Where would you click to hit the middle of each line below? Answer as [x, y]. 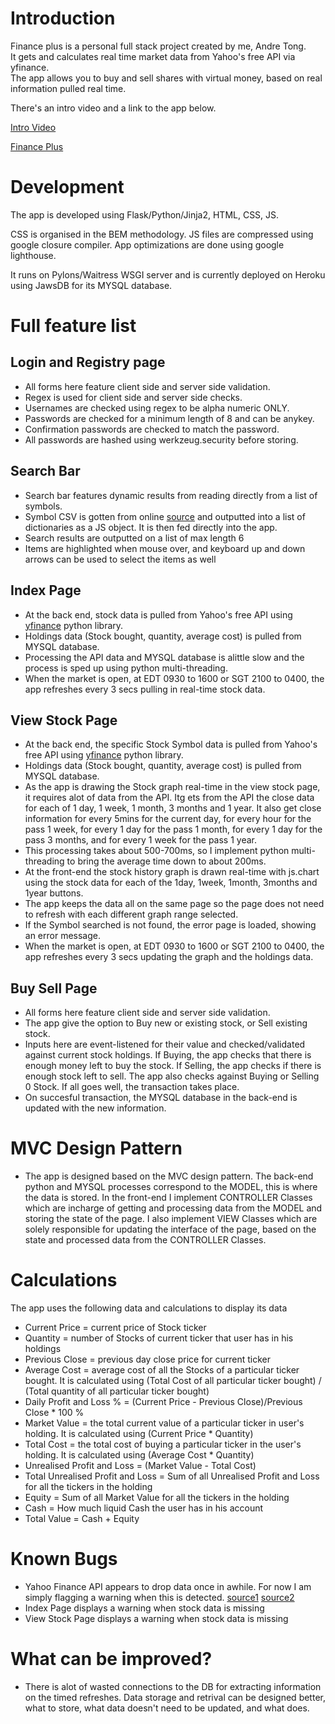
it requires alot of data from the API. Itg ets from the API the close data [169, 798]
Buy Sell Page [54, 988]
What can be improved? [111, 1659]
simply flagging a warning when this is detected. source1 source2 [159, 1597]
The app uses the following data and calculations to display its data [149, 1308]
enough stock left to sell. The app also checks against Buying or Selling [172, 1076]
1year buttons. [54, 893]
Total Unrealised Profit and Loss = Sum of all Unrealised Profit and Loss [172, 1476]
